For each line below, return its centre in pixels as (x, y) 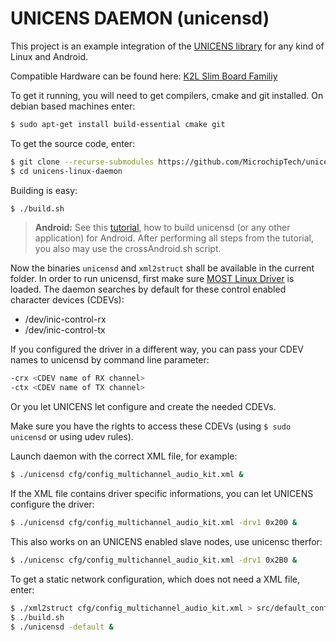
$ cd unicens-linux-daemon (66, 171)
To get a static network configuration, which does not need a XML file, (155, 579)
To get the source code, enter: (73, 143)
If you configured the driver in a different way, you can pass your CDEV (157, 349)
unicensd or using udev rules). (72, 437)
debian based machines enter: (73, 106)
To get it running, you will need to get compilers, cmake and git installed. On (167, 95)
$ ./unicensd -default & (62, 627)
